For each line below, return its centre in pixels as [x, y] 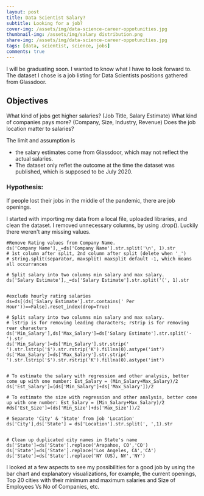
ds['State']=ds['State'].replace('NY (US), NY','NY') [76, 456]
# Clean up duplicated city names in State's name [72, 440]
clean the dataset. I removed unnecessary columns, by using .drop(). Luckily [102, 225]
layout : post [23, 12]
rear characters [27, 328]
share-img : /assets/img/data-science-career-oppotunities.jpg [87, 40]
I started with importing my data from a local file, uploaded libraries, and [97, 218]
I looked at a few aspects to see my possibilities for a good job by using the [100, 467]
